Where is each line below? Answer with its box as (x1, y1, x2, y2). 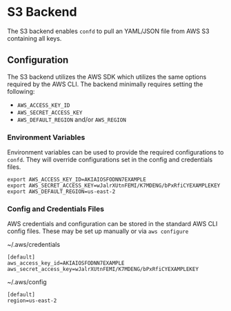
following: (7, 87, 35, 95)
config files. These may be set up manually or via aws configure (7, 227, 189, 235)
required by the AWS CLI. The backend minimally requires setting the (7, 80, 203, 88)
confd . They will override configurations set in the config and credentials (7, 156, 213, 164)
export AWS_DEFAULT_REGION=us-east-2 (7, 188, 116, 195)
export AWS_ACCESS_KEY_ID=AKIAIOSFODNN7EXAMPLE (7, 177, 147, 183)
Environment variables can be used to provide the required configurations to (7, 148, 224, 157)
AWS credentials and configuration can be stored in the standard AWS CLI (7, 220, 218, 228)
